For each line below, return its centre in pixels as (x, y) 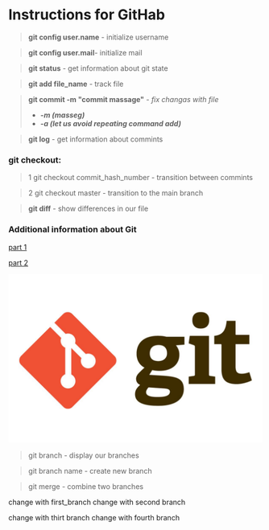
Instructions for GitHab (87, 15)
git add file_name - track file (76, 84)
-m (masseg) (62, 115)
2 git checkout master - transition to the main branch (116, 193)
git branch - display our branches (83, 455)
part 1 (18, 247)
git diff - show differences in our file (88, 209)
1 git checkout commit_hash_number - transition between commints (141, 178)
